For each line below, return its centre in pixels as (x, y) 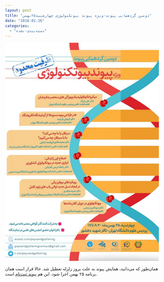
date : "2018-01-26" (25, 21)
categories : (17, 26)
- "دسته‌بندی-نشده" (28, 31)
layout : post (18, 10)
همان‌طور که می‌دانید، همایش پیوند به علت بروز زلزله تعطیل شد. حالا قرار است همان (82, 268)
